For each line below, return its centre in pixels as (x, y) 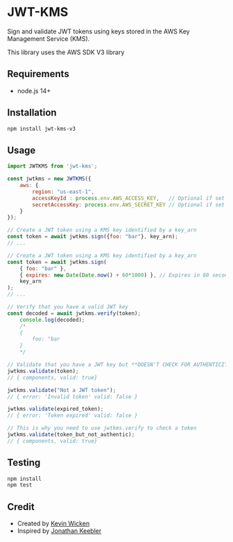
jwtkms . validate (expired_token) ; (55, 409)
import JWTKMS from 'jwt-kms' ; (52, 166)
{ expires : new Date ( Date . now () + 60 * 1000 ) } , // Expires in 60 (114, 275)
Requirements (38, 74)
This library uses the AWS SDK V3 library (66, 52)
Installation (32, 113)
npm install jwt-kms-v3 (42, 129)
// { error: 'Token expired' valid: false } (72, 416)
